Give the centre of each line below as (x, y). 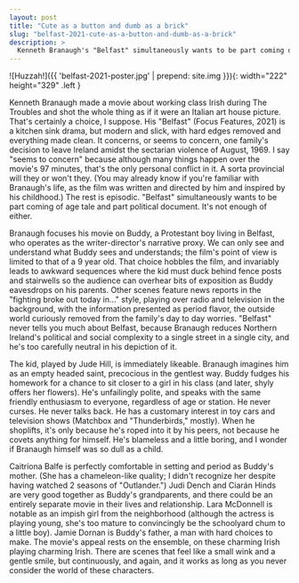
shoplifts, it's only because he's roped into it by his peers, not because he (145, 430)
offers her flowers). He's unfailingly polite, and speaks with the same (135, 393)
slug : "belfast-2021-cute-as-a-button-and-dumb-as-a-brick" (123, 34)
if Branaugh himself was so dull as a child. (86, 449)
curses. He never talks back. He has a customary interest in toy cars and (142, 411)
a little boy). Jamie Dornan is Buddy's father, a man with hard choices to (141, 533)
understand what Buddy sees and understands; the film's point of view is (143, 252)
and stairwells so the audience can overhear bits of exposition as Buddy (141, 280)
